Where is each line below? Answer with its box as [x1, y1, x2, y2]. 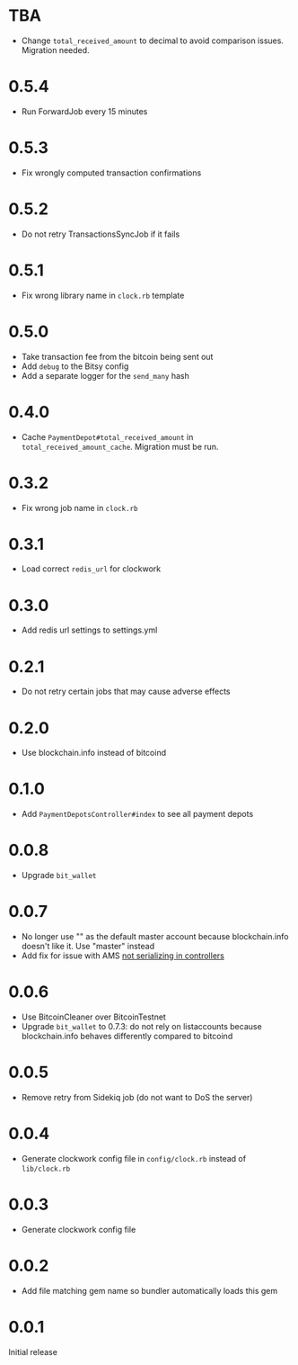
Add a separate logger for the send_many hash [21, 370, 189, 381]
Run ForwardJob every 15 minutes [21, 105, 148, 117]
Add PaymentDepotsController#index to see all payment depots [21, 809, 254, 820]
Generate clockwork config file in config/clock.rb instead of [21, 1153, 247, 1163]
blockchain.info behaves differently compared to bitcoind [21, 1031, 233, 1041]
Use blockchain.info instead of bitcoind [21, 748, 167, 759]
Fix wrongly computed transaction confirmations [21, 167, 202, 178]
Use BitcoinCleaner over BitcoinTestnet [21, 1011, 167, 1022]
